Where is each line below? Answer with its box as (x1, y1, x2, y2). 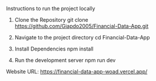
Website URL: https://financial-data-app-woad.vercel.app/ (6, 68, 148, 75)
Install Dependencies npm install (14, 45, 94, 52)
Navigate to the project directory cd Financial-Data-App (14, 34, 150, 41)
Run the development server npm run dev (14, 57, 116, 63)
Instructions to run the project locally (6, 5, 95, 12)
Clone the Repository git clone (14, 16, 88, 23)
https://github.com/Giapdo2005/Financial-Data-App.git (14, 23, 149, 29)
